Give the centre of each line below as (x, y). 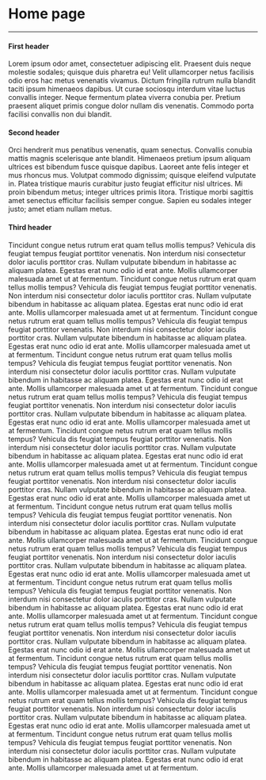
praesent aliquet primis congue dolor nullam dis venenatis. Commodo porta (131, 106)
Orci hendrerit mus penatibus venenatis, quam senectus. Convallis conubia (131, 150)
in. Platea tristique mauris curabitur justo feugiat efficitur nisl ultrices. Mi (125, 184)
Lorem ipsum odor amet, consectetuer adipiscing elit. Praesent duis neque (130, 63)
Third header (30, 227)
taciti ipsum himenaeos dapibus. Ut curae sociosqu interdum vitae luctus (127, 89)
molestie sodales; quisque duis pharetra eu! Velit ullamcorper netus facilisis (131, 72)
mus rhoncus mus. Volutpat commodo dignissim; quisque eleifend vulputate (132, 175)
